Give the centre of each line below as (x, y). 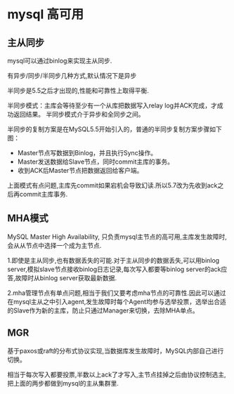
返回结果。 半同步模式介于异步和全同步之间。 (79, 114)
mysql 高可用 (46, 14)
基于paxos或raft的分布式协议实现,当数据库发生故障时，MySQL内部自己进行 (116, 350)
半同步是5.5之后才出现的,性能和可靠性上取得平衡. (78, 91)
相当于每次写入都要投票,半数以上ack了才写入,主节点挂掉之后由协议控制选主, (117, 374)
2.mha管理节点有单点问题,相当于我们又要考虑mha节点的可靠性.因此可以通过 (117, 293)
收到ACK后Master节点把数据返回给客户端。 (80, 170)
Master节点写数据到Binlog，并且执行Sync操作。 (87, 153)
